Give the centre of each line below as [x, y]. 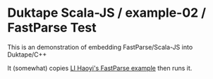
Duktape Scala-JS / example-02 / [107, 13]
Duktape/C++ [27, 55]
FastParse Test [52, 28]
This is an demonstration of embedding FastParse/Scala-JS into [100, 47]
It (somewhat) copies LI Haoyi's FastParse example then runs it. [100, 68]
